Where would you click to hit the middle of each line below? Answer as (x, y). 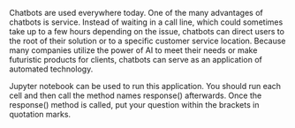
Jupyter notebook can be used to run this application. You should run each (145, 86)
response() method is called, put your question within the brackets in (134, 105)
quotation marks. (40, 114)
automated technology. (51, 69)
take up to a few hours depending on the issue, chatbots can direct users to (147, 31)
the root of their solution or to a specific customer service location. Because (147, 41)
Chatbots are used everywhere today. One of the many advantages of (136, 13)
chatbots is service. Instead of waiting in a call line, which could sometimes (146, 22)
